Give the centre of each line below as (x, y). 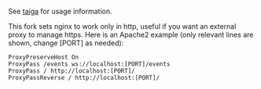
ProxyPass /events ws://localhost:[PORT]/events (89, 64)
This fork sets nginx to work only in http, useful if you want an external (122, 26)
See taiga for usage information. (60, 11)
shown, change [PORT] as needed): (66, 43)
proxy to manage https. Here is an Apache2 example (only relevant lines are (131, 35)
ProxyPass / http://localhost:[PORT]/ (72, 71)
